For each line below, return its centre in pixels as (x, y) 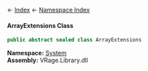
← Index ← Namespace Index (48, 10)
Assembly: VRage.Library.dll (48, 60)
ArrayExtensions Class (40, 25)
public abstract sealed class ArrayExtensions (74, 40)
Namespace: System (37, 53)
